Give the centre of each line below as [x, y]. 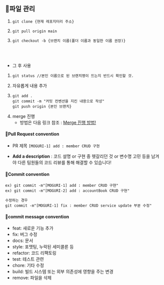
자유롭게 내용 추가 [29, 85]
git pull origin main [34, 31]
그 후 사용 [22, 65]
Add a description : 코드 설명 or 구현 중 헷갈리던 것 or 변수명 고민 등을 [81, 156]
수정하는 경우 [17, 200]
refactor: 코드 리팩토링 [34, 253]
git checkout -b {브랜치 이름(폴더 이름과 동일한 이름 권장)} [69, 41]
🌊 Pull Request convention [32, 134]
